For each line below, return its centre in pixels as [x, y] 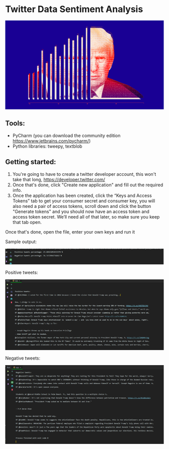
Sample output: [21, 242]
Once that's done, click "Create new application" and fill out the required [88, 185]
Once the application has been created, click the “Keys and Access [82, 195]
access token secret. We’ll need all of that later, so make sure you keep [86, 216]
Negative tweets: [23, 358]
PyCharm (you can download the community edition [66, 135]
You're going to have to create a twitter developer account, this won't [84, 174]
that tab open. [27, 222]
